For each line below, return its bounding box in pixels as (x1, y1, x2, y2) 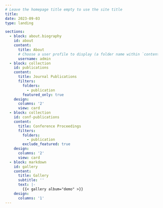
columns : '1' (17, 195, 45, 201)
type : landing (5, 20, 34, 26)
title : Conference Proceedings (17, 124, 81, 129)
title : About (17, 47, 45, 52)
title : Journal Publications (17, 74, 77, 79)
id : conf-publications (14, 115, 60, 119)
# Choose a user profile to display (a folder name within (17, 52, 140, 57)
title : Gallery (17, 173, 49, 178)
